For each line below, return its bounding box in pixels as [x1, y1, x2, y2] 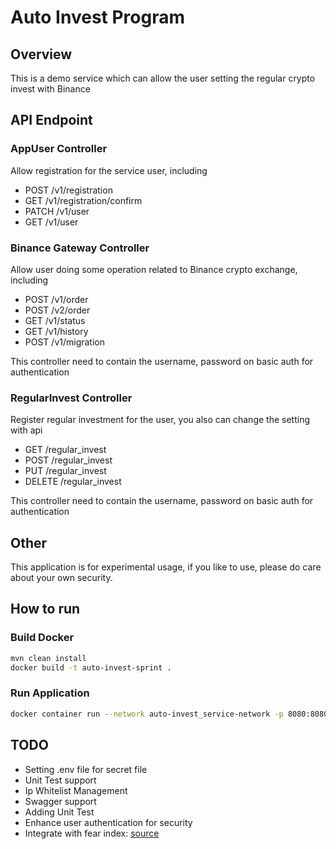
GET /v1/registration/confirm [24, 194, 143, 206]
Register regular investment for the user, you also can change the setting [10, 414, 310, 426]
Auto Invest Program [10, 6, 186, 29]
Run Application [10, 686, 90, 700]
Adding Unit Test [24, 806, 95, 818]
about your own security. [10, 572, 113, 584]
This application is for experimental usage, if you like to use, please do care [10, 561, 322, 573]
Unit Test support [24, 774, 97, 786]
